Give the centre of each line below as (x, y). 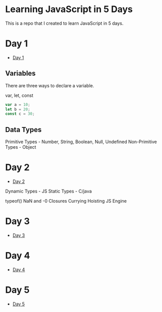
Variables (21, 73)
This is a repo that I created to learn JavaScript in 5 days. (64, 23)
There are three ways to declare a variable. (50, 85)
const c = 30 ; (20, 114)
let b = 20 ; (18, 109)
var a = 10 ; (18, 104)
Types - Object (21, 147)
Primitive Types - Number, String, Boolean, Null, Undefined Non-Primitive (81, 142)
